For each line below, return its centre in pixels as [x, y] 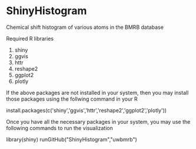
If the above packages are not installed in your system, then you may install [97, 92]
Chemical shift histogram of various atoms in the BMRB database [85, 27]
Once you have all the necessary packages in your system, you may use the [98, 121]
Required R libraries [30, 38]
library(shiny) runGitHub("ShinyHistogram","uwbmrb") [72, 139]
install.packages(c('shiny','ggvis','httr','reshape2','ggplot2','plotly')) [86, 110]
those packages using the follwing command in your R [72, 99]
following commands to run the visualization [59, 128]
